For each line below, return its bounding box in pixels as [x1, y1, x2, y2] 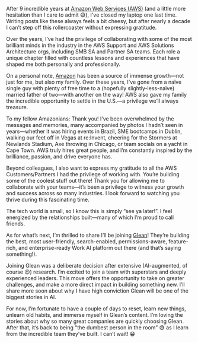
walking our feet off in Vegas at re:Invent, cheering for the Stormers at [6, 134, 178, 141]
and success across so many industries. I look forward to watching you [6, 190, 180, 196]
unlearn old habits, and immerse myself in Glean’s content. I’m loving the [6, 312, 183, 318]
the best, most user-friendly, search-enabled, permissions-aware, [6, 238, 168, 245]
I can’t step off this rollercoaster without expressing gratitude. [6, 24, 157, 31]
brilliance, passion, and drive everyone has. [6, 153, 113, 160]
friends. [6, 220, 25, 227]
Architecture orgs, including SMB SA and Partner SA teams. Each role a [6, 48, 180, 55]
